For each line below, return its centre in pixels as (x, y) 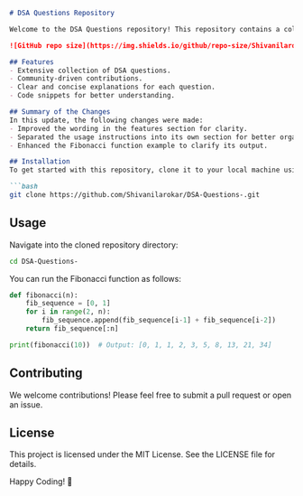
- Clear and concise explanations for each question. (113, 87)
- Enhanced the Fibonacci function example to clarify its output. (139, 145)
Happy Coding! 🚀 (41, 482)
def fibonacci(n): (44, 295)
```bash (24, 187)
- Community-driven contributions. (76, 79)
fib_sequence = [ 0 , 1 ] (68, 304)
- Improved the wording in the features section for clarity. (129, 128)
